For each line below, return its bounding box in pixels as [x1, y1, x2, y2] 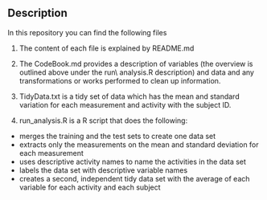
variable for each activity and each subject [18, 182, 162, 192]
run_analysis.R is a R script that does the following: [18, 116, 188, 125]
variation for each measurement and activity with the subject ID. [18, 100, 232, 109]
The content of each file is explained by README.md [18, 43, 195, 53]
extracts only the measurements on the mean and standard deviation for [18, 140, 259, 149]
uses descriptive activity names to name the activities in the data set [18, 157, 247, 166]
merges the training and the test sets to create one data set [18, 131, 216, 141]
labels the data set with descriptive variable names [18, 165, 188, 175]
